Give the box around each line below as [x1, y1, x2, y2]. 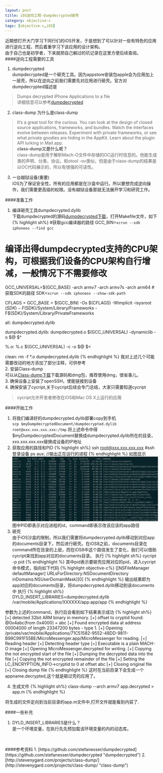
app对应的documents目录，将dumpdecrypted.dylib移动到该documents [12, 583, 154, 588]
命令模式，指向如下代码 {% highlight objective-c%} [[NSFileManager [12, 565, 150, 571]
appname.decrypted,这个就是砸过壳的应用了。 [5, 673, 98, 679]
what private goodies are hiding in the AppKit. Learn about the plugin [16, 135, 155, 141]
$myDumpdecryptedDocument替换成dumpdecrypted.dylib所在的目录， [12, 433, 156, 438]
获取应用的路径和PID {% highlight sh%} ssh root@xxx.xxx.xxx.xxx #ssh [12, 445, 155, 451]
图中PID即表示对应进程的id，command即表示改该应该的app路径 [12, 523, 140, 528]
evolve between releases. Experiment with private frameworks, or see [16, 130, 157, 136]
